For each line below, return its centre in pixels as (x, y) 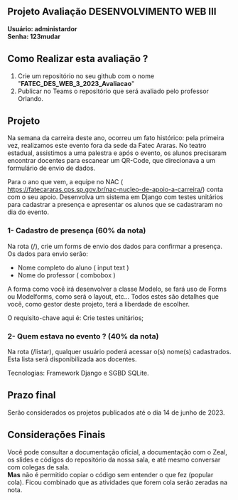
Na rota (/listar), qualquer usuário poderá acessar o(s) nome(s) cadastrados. (119, 352)
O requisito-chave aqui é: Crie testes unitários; (76, 318)
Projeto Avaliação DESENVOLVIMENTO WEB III (112, 12)
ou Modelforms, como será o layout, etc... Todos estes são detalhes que (113, 296)
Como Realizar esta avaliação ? (78, 59)
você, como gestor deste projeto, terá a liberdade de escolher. (99, 304)
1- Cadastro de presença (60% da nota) (77, 230)
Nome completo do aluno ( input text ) (73, 267)
